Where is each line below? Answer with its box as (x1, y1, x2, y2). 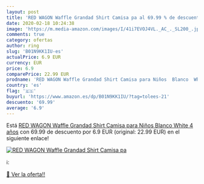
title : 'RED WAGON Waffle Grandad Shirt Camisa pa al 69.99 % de (6, 15, 175, 21)
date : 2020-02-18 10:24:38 (6, 20, 75, 26)
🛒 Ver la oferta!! (6, 171, 46, 178)
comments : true (6, 32, 45, 38)
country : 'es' (6, 83, 42, 89)
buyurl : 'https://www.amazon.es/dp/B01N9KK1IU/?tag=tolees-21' (6, 94, 170, 100)
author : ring (6, 43, 39, 49)
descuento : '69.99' (6, 99, 56, 105)
